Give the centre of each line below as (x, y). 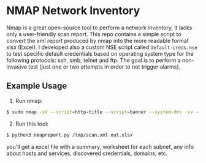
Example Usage (37, 86)
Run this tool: (32, 124)
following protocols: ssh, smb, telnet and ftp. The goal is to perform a (93, 60)
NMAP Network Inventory (73, 11)
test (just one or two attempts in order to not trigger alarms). (105, 66)
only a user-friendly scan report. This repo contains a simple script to (94, 34)
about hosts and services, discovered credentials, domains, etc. (87, 153)
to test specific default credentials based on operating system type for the (100, 53)
